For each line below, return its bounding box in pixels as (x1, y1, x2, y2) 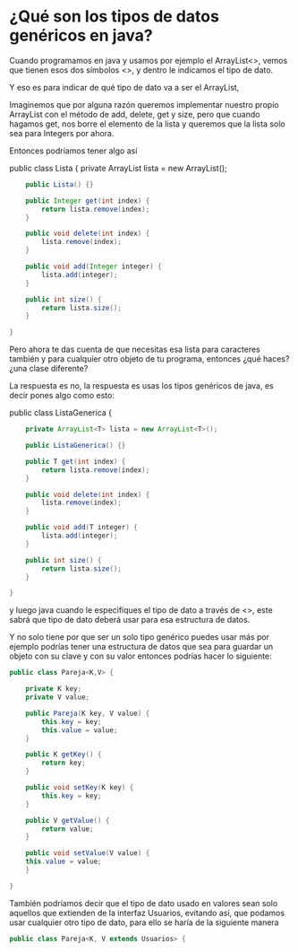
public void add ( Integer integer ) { (25, 262, 163, 271)
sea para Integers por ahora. (9, 127, 115, 138)
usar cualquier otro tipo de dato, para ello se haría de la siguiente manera (9, 917, 279, 928)
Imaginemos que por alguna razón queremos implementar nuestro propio (9, 99, 279, 109)
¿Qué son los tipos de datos (9, 6, 219, 27)
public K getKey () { (25, 750, 102, 759)
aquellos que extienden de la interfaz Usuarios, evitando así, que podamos (9, 907, 285, 918)
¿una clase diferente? (9, 363, 89, 374)
